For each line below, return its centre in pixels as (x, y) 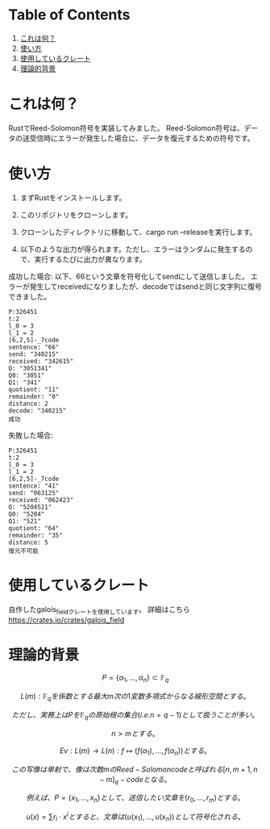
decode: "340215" (37, 410)
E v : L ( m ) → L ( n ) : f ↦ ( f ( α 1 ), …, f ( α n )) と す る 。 (135, 751)
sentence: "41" (34, 486)
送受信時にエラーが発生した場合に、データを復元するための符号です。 (139, 138)
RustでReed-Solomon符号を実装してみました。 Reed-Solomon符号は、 (126, 128)
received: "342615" (41, 361)
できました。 (29, 296)
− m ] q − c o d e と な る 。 (135, 780)
